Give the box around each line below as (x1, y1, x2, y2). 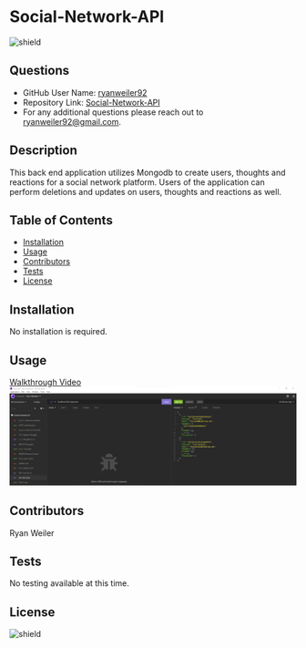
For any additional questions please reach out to (22, 107, 204, 118)
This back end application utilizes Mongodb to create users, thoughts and (9, 167, 286, 178)
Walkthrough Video (9, 376, 82, 387)
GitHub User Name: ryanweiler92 (22, 87, 148, 98)
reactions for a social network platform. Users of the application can (9, 176, 266, 188)
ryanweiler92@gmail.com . (22, 116, 121, 127)
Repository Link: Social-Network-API (22, 97, 161, 108)
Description (9, 143, 77, 159)
